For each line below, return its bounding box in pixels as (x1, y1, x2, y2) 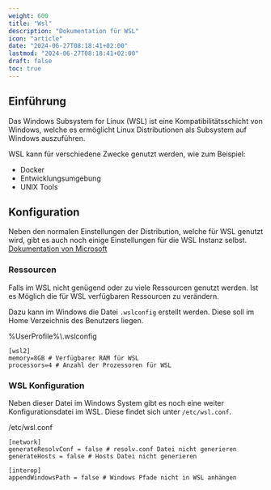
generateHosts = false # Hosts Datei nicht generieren (8, 452, 197, 460)
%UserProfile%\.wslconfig (8, 331, 97, 341)
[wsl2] (8, 347, 31, 355)
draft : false (8, 58, 53, 66)
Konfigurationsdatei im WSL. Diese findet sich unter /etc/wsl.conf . (8, 407, 232, 416)
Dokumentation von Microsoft (8, 244, 108, 254)
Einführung (8, 95, 66, 109)
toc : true (8, 65, 42, 73)
